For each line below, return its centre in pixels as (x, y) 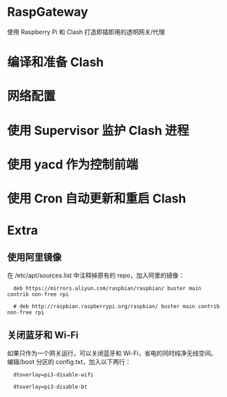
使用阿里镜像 (34, 258)
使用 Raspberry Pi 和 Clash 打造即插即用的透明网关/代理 (86, 32)
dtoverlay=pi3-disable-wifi (54, 375)
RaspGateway (47, 12)
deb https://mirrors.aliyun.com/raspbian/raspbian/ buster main (107, 288)
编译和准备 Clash (56, 62)
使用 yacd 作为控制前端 (73, 164)
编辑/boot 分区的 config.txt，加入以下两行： (69, 361)
